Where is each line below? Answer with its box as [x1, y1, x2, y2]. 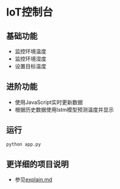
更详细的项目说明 [6, 159, 69, 169]
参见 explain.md [14, 176, 52, 183]
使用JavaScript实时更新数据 [14, 99, 83, 106]
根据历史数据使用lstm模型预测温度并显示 [14, 106, 114, 113]
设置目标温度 [14, 63, 46, 70]
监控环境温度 [14, 48, 46, 55]
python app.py [6, 141, 42, 147]
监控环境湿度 [14, 55, 46, 62]
